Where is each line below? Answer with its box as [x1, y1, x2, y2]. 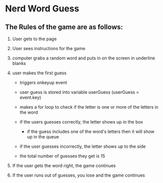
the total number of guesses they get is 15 [19, 153, 105, 159]
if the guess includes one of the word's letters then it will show [27, 128, 155, 134]
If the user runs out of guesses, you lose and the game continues [12, 172, 145, 178]
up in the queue [27, 134, 59, 139]
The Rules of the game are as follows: [5, 23, 123, 31]
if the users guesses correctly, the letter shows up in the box [19, 119, 143, 124]
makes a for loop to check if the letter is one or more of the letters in [19, 104, 159, 110]
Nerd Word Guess [5, 3, 80, 14]
